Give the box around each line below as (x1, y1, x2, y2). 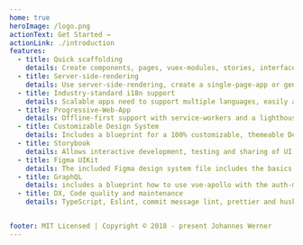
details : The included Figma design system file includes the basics (25, 164, 293, 173)
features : (9, 47, 47, 56)
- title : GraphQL (17, 172, 83, 181)
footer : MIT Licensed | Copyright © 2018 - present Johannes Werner (9, 222, 272, 231)
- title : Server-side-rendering (17, 72, 140, 81)
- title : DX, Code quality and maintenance (17, 189, 183, 198)
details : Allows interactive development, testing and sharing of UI (25, 147, 293, 156)
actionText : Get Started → (9, 30, 111, 39)
